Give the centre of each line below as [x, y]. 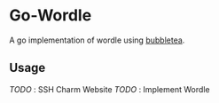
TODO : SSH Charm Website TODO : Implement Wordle [109, 89]
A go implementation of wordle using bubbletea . [97, 40]
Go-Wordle [51, 16]
